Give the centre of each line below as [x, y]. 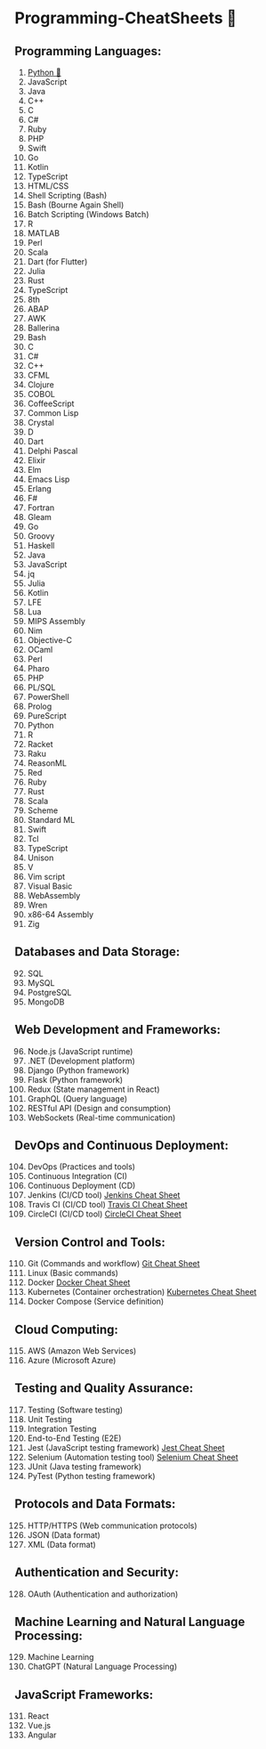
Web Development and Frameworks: [118, 1030]
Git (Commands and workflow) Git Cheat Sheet [113, 1264]
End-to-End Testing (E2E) [74, 1438]
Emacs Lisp [48, 479]
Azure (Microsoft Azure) [72, 1361]
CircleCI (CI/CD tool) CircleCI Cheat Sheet [104, 1214]
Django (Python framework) [78, 1070]
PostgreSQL [49, 992]
